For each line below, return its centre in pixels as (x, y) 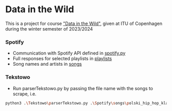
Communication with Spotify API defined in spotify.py (69, 53)
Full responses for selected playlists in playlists (62, 59)
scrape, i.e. (25, 94)
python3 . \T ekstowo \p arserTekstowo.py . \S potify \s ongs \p (67, 103)
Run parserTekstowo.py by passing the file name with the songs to (83, 88)
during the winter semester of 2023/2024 (49, 29)
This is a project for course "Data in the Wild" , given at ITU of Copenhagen (84, 23)
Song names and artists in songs (47, 64)
